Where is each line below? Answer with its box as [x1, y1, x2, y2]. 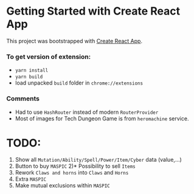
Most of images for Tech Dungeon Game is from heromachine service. [15, 114, 189, 122]
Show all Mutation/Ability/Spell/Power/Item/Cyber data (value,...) [15, 156, 182, 164]
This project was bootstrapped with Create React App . [6, 37, 143, 44]
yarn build [15, 74, 43, 80]
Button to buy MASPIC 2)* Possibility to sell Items [15, 162, 136, 170]
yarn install [15, 68, 49, 74]
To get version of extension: [6, 52, 91, 61]
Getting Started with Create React [6, 4, 181, 18]
